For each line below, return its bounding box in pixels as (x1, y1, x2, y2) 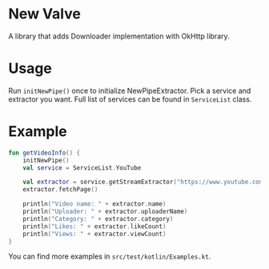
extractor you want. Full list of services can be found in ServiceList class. (8, 94, 252, 104)
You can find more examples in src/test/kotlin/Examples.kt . (8, 251, 211, 261)
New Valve (8, 5, 82, 23)
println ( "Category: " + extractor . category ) (22, 215, 174, 223)
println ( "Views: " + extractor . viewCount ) (22, 230, 167, 238)
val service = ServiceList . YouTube (22, 163, 142, 172)
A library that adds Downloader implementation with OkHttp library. (8, 31, 230, 41)
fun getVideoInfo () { (8, 149, 81, 157)
